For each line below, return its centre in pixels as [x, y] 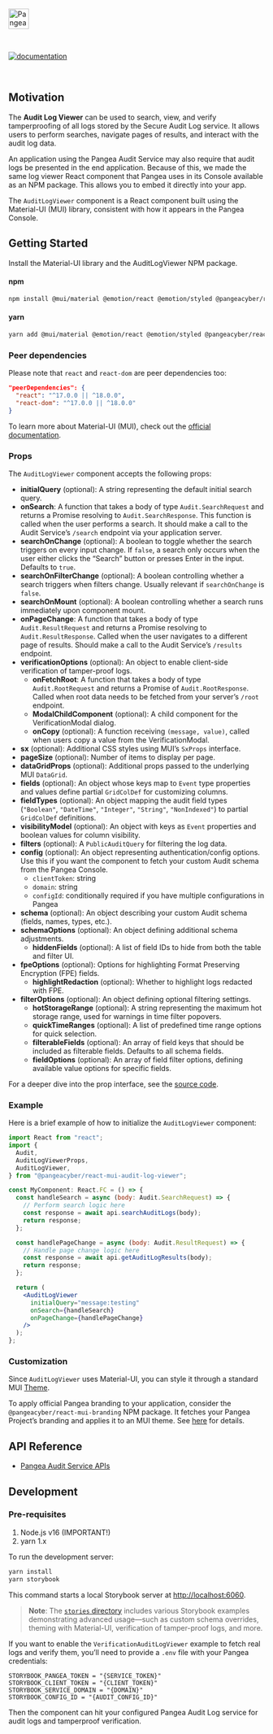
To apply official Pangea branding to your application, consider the [120, 1404]
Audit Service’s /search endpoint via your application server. [121, 532]
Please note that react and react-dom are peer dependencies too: [118, 373]
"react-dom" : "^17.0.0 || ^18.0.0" [76, 403]
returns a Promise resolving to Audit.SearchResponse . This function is [136, 515]
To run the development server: [61, 1557]
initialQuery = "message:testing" [84, 1303]
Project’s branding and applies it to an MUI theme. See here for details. [127, 1421]
